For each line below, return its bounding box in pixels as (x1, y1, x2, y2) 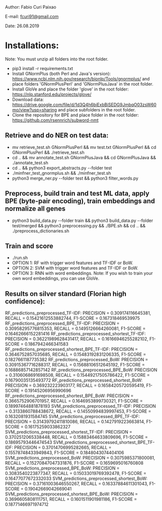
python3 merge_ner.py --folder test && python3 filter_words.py (12, 175, 139, 181)
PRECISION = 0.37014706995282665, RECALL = (14, 445, 112, 451)
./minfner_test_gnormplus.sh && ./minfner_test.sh (12, 170, 111, 176)
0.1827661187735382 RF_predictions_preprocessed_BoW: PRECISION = (5, 357, 148, 363)
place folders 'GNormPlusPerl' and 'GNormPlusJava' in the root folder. (12, 81, 154, 87)
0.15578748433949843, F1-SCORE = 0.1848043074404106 (5, 450, 124, 456)
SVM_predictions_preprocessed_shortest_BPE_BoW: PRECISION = (5, 491, 138, 497)
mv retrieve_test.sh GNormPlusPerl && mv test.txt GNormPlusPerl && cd (12, 144, 157, 150)
